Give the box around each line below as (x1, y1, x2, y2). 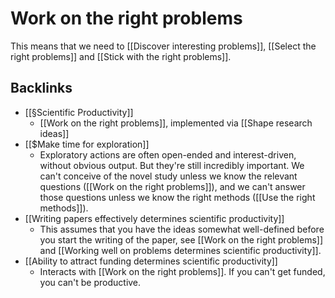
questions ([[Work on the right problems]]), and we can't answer (39, 180, 306, 192)
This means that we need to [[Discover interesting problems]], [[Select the (10, 40, 317, 52)
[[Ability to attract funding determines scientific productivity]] (24, 255, 278, 267)
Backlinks (10, 80, 73, 97)
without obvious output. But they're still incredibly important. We (39, 159, 305, 171)
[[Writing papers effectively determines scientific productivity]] (24, 212, 285, 224)
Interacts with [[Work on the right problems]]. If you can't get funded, (39, 265, 326, 277)
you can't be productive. (39, 276, 142, 288)
